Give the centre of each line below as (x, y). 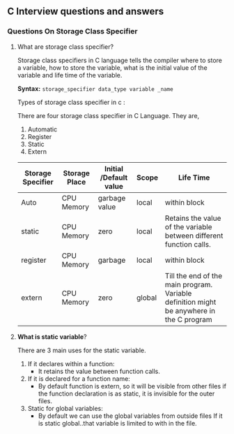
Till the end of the (194, 275)
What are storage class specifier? (65, 46)
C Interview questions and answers (86, 12)
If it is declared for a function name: (79, 378)
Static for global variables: (65, 408)
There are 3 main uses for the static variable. (81, 350)
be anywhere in (190, 310)
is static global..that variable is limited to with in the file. (117, 423)
